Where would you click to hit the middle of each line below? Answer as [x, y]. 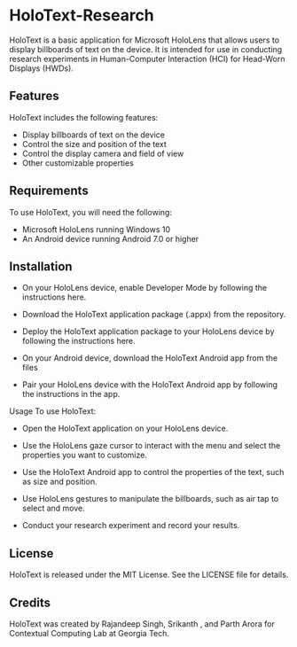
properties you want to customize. [85, 455]
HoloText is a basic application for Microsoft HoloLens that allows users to [145, 40]
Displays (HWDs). [41, 68]
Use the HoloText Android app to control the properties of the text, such [153, 472]
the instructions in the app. [71, 394]
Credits [30, 602]
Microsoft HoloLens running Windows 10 [96, 229]
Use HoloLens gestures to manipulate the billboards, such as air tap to [150, 499]
